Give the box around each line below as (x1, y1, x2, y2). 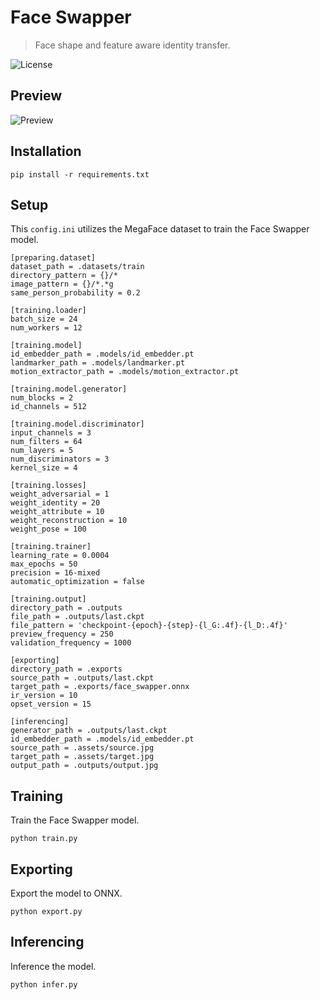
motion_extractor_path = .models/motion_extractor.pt (10, 367, 240, 377)
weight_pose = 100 (10, 524, 87, 535)
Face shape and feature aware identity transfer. (34, 39, 231, 51)
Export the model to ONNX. (10, 887, 123, 899)
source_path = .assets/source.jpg (10, 743, 155, 753)
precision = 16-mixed (10, 568, 101, 578)
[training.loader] (10, 306, 87, 316)
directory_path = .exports (10, 664, 123, 675)
